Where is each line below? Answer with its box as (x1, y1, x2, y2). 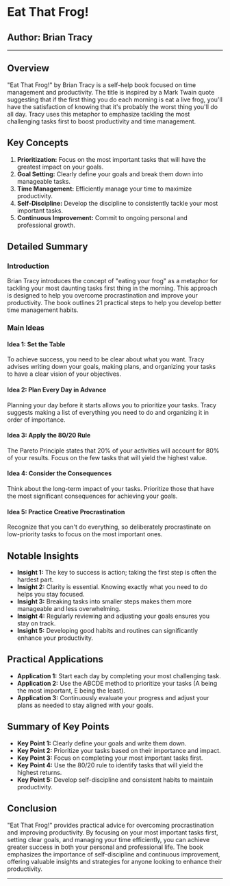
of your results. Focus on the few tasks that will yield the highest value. (7, 453, 207, 462)
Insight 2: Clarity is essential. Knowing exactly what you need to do (16, 583, 207, 591)
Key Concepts (7, 137, 68, 149)
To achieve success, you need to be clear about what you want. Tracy (7, 355, 205, 363)
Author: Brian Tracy (7, 32, 93, 43)
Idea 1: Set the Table (7, 340, 66, 348)
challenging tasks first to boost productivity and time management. (7, 117, 196, 125)
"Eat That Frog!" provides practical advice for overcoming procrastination (7, 821, 214, 829)
